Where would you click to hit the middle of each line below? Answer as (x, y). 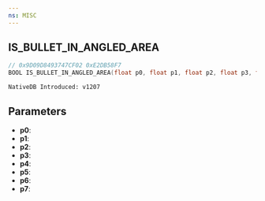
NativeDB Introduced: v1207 (54, 87)
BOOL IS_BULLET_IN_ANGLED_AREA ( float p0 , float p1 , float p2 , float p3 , (130, 73)
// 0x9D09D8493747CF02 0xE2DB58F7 (65, 65)
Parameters (37, 111)
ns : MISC (22, 15)
